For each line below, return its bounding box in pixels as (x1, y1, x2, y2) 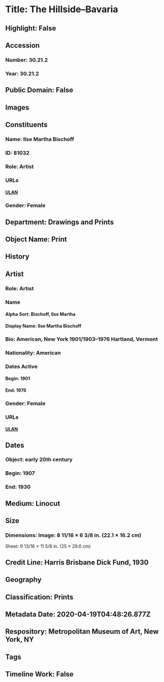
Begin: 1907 (5, 470, 35, 477)
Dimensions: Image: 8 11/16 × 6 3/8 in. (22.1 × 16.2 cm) (5, 532, 142, 539)
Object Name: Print (5, 235, 67, 243)
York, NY (5, 635, 34, 644)
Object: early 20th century (5, 456, 73, 463)
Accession (5, 41, 40, 49)
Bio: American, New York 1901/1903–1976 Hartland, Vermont (5, 335, 158, 342)
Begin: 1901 (5, 375, 31, 381)
